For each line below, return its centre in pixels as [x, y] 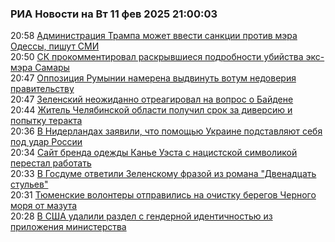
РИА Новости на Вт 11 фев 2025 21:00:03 [114, 14]
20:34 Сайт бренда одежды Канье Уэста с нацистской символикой [154, 153]
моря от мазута [44, 206]
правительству [42, 89]
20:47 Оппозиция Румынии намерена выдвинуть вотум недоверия [153, 78]
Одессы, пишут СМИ [55, 46]
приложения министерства [68, 227]
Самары [52, 68]
